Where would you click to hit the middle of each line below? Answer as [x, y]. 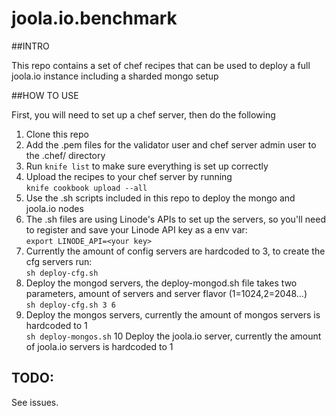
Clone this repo [57, 134]
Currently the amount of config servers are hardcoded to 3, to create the [175, 251]
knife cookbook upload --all [86, 188]
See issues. [35, 402]
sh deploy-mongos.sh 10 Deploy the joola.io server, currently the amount [173, 336]
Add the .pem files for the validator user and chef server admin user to [171, 144]
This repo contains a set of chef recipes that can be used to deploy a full [161, 65]
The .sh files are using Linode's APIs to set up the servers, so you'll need [175, 219]
